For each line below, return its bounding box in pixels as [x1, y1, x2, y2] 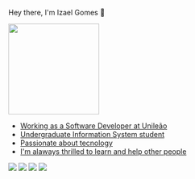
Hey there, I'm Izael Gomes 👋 [8, 8, 106, 17]
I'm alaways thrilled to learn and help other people [19, 147, 187, 156]
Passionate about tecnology [19, 138, 113, 148]
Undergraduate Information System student [19, 130, 165, 139]
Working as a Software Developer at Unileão [19, 121, 168, 131]
